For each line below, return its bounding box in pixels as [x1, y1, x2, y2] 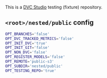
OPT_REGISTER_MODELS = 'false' [5, 54, 65, 60]
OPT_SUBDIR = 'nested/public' [5, 64, 63, 69]
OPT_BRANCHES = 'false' [5, 32, 50, 37]
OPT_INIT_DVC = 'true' [5, 40, 48, 46]
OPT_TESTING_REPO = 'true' [5, 68, 56, 73]
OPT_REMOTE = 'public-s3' [5, 59, 54, 64]
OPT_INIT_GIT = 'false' [5, 45, 50, 50]
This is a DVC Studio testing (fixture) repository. [5, 4, 103, 10]
